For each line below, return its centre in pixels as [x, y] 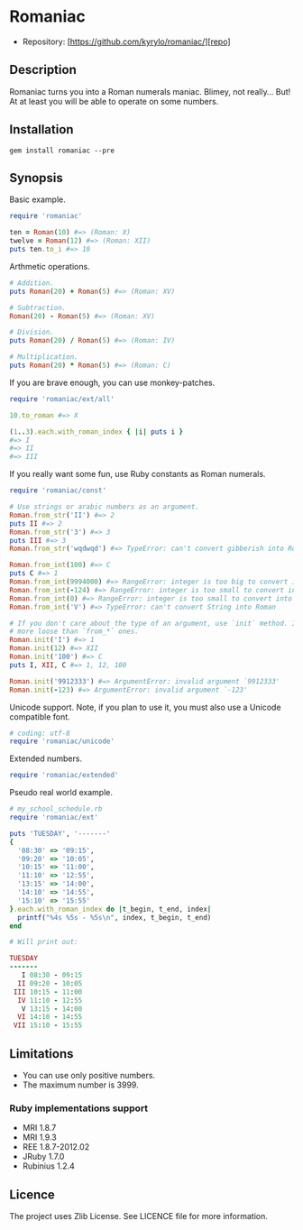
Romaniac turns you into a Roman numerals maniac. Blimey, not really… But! [150, 91]
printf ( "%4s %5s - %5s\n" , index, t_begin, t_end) [115, 917]
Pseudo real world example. [61, 793]
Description [43, 70]
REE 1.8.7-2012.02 [56, 1147]
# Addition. [32, 283]
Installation [41, 129]
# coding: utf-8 [40, 733]
